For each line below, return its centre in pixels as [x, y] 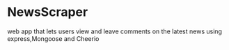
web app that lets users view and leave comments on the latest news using [115, 31]
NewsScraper [48, 12]
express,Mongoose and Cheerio [53, 38]
